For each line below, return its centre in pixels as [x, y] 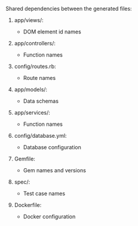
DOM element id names [52, 32]
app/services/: [32, 112]
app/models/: [31, 89]
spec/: [22, 182]
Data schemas [41, 101]
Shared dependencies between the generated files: [69, 9]
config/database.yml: [40, 136]
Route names [39, 78]
